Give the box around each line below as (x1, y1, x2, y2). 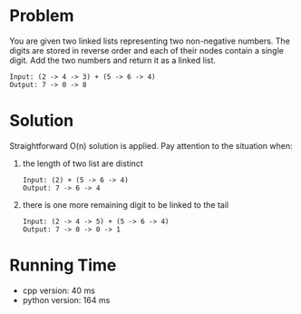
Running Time (9, 255, 117, 276)
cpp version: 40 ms (22, 285, 95, 296)
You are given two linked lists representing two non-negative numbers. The (9, 35, 290, 46)
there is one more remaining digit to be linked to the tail (22, 199, 229, 210)
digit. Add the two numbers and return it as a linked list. (9, 54, 216, 65)
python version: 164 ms (22, 294, 111, 305)
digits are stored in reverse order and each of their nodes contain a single (9, 44, 284, 55)
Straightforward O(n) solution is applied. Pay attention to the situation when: (9, 140, 293, 151)
